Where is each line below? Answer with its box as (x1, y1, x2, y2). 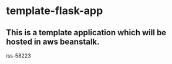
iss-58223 (6, 52, 31, 59)
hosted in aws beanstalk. (6, 36, 100, 46)
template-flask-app (6, 4, 103, 18)
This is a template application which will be (6, 28, 167, 38)
